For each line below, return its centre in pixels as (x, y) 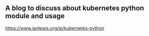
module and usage (35, 16)
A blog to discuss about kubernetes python (75, 8)
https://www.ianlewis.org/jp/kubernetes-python (55, 28)
